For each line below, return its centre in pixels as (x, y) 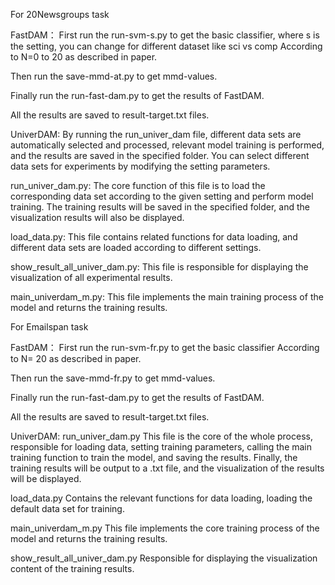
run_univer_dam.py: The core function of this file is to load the (138, 185)
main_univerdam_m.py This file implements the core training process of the (165, 528)
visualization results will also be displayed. (97, 217)
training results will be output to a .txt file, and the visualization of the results (167, 468)
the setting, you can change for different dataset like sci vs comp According (166, 46)
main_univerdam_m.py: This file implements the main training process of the (167, 297)
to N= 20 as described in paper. (76, 358)
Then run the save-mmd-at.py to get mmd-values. (114, 76)
